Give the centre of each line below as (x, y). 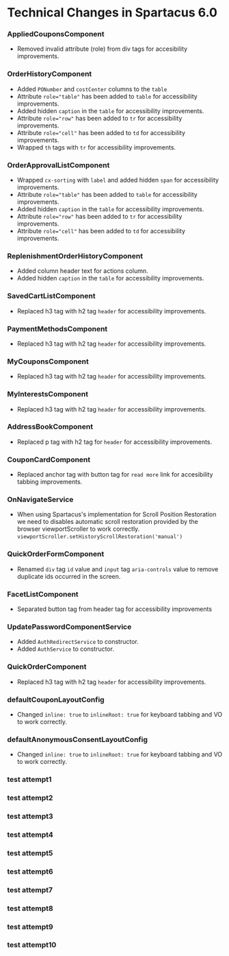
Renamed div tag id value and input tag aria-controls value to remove (118, 569)
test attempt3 (30, 816)
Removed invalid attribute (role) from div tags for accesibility (102, 49)
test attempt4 (30, 835)
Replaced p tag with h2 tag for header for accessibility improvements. (114, 442)
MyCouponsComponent (48, 361)
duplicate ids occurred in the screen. (69, 576)
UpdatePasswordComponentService (69, 627)
